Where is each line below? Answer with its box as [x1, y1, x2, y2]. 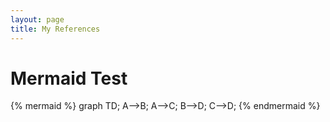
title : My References [10, 24, 101, 34]
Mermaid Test [10, 67, 128, 90]
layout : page [10, 14, 65, 25]
